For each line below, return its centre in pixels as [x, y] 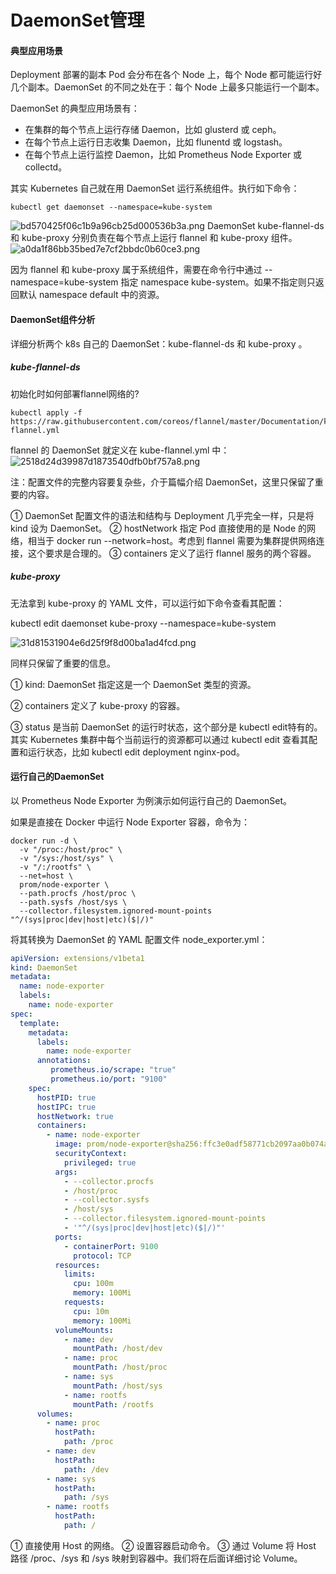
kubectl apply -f [46, 412]
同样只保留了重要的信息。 [63, 663]
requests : [84, 1302]
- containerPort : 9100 [111, 1246]
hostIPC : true [66, 1107]
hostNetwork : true [75, 1116]
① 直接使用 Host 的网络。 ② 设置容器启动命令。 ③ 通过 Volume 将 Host [163, 1545]
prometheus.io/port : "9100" [109, 1079]
